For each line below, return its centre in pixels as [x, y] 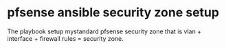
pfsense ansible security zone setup [113, 13]
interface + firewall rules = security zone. [65, 38]
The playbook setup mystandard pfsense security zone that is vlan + [104, 31]
